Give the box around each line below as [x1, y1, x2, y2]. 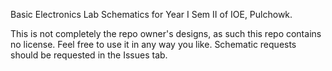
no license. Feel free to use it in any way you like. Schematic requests [10, 39, 297, 50]
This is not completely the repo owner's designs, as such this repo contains [10, 28, 322, 39]
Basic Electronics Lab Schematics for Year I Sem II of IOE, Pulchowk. [10, 9, 293, 20]
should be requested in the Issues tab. [10, 49, 168, 61]
